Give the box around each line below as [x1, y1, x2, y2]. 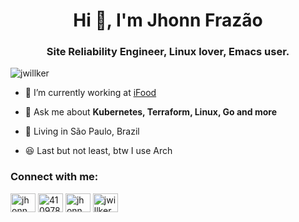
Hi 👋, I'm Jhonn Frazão [73, 9, 263, 32]
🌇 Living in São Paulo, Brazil [24, 125, 140, 138]
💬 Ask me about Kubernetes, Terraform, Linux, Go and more [24, 106, 277, 118]
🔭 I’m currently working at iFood [24, 87, 157, 99]
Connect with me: [10, 170, 99, 184]
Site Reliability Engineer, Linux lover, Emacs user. [46, 45, 290, 59]
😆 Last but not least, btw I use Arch [24, 145, 173, 157]
